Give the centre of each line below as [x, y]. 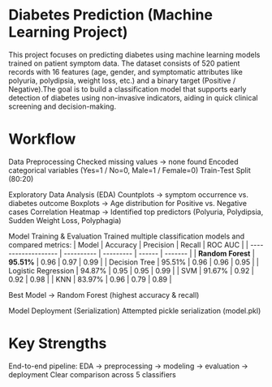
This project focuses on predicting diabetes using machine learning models [134, 54]
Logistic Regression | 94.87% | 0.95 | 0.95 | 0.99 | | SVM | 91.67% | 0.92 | [131, 270]
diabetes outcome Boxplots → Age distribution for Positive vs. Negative [128, 203]
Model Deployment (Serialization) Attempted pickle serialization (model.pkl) [135, 311]
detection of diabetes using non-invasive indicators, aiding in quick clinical [133, 97]
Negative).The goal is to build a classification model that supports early [127, 89]
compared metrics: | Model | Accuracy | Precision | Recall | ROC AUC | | [129, 244]
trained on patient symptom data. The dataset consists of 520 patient [124, 63]
